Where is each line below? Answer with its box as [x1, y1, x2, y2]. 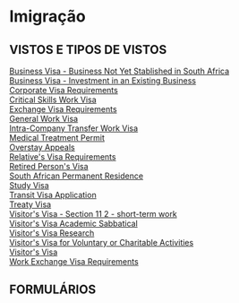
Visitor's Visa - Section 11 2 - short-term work [9, 209, 177, 219]
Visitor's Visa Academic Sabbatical [9, 218, 139, 229]
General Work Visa [9, 114, 79, 124]
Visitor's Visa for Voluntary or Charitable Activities [9, 238, 194, 247]
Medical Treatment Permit [9, 133, 106, 143]
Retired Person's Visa [9, 161, 89, 171]
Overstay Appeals [9, 142, 75, 152]
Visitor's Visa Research [9, 228, 95, 238]
